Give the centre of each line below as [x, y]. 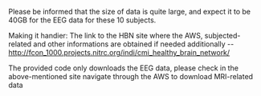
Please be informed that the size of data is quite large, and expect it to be [130, 12]
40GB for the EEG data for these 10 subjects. [82, 20]
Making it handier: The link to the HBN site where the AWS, [106, 36]
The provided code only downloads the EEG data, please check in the [124, 68]
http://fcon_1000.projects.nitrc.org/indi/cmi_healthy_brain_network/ [119, 52]
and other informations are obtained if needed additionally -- [134, 44]
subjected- [222, 36]
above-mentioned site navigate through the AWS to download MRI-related [131, 76]
